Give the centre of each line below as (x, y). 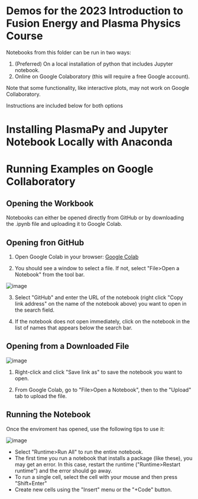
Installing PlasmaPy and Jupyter (87, 130)
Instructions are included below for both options (64, 105)
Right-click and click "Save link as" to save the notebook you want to (98, 372)
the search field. (35, 310)
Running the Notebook (48, 415)
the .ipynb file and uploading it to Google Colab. (64, 224)
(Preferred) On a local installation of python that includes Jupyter (94, 64)
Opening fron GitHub (45, 243)
